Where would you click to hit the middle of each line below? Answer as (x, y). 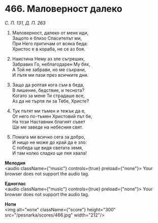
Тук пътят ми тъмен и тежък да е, (49, 111)
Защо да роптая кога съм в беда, (48, 85)
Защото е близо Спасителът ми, (47, 38)
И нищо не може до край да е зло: (49, 142)
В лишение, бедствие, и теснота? (48, 90)
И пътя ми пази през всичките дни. (50, 75)
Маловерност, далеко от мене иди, (50, 33)
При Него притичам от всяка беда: (50, 43)
